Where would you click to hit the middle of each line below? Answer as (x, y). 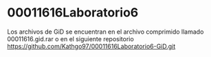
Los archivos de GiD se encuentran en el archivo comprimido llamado (105, 32)
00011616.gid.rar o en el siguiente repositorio (70, 38)
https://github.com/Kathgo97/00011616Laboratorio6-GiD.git (91, 46)
